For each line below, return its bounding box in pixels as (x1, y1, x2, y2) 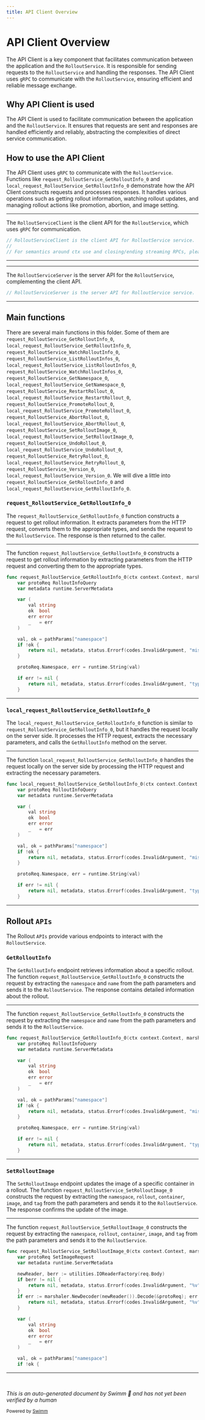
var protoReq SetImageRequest (17, 1254, 95, 1260)
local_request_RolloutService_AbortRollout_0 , (6, 420, 126, 427)
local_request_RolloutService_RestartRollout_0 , (6, 393, 131, 401)
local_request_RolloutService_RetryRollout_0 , (6, 458, 126, 466)
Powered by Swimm (6, 1408, 48, 1414)
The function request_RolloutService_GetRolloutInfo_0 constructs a (6, 549, 179, 557)
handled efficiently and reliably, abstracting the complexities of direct (6, 128, 181, 136)
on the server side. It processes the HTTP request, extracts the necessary (6, 732, 193, 739)
